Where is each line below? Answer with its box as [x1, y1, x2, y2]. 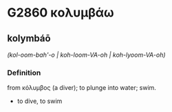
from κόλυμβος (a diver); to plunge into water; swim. [7, 84, 157, 92]
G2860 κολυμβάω [7, 5, 115, 21]
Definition [7, 68, 41, 77]
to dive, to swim [17, 97, 63, 105]
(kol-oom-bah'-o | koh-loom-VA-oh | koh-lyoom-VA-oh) [7, 50, 166, 59]
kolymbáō [7, 32, 51, 44]
